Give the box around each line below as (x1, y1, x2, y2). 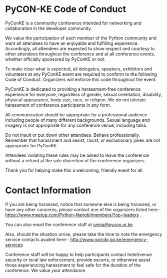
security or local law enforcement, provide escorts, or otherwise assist (5, 257, 151, 263)
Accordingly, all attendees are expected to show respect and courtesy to (5, 45, 155, 51)
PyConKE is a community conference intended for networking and (5, 20, 141, 26)
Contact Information (5, 185, 91, 196)
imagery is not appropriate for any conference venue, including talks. (5, 122, 147, 128)
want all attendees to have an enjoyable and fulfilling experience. (5, 40, 139, 46)
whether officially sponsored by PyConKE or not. (5, 56, 106, 62)
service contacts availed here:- (5, 236, 69, 243)
